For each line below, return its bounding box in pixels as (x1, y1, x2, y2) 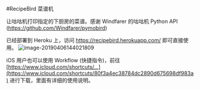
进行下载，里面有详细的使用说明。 (10, 77, 94, 84)
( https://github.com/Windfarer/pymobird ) (6, 24, 108, 31)
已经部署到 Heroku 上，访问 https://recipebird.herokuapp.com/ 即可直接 (6, 37, 184, 43)
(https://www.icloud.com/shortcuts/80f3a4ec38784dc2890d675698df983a (6, 70, 194, 77)
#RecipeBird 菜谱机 (6, 5, 54, 12)
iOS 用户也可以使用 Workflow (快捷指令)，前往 (6, 57, 120, 63)
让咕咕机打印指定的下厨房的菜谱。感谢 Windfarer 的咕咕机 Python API (6, 18, 178, 25)
